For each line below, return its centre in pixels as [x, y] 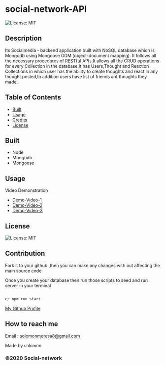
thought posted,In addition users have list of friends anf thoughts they [76, 76]
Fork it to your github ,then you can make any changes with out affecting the [82, 265]
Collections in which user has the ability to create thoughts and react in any [82, 71]
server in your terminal [28, 285]
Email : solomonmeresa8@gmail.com [43, 336]
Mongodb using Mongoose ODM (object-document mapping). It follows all [81, 55]
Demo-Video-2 [27, 205]
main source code [23, 271]
